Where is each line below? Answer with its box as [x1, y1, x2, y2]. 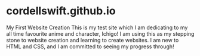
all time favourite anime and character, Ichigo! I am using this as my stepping [6, 30, 195, 37]
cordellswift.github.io [6, 4, 116, 18]
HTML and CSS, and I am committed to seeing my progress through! [6, 43, 174, 50]
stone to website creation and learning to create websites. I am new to [6, 36, 179, 43]
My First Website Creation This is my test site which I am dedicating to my [6, 24, 188, 31]
